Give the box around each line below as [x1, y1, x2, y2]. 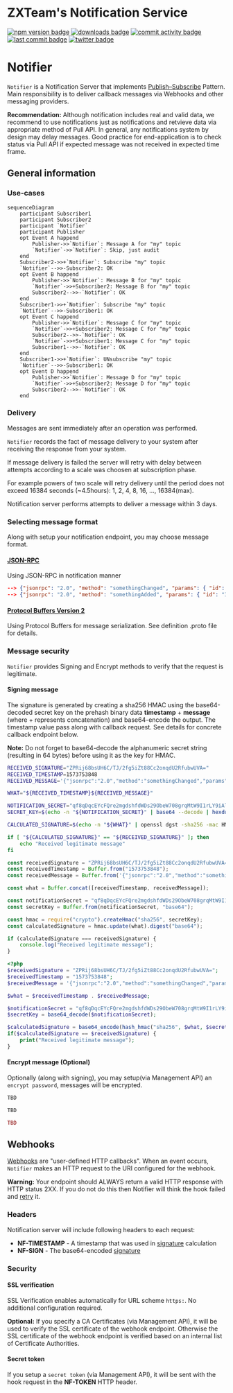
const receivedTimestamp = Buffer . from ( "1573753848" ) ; [7, 865, 169, 873]
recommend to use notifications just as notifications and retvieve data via [7, 118, 217, 126]
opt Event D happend [19, 367, 79, 375]
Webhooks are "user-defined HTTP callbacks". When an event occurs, [7, 1157, 209, 1166]
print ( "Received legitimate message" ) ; [19, 1037, 135, 1044]
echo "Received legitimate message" [19, 840, 126, 847]
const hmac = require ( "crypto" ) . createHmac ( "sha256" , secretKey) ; [7, 916, 203, 923]
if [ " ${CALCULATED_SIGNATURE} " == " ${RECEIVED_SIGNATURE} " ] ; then [7, 833, 209, 840]
